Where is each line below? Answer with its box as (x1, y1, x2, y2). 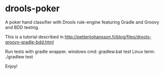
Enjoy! (5, 63, 18, 69)
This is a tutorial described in (5, 34, 64, 40)
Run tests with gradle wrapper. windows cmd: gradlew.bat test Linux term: (5, 49, 155, 54)
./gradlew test (5, 53, 33, 59)
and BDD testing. (5, 24, 39, 30)
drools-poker (5, 3, 60, 14)
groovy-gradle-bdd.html (5, 39, 54, 45)
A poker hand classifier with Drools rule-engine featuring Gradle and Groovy (5, 19, 160, 25)
